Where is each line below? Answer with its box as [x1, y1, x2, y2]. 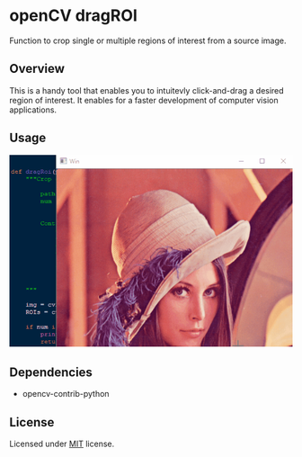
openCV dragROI [9, 5, 138, 26]
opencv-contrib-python [22, 389, 110, 399]
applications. [9, 104, 57, 115]
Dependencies [9, 364, 93, 380]
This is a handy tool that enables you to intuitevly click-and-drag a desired [9, 85, 285, 95]
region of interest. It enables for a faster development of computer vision [9, 94, 279, 105]
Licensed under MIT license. [9, 438, 115, 449]
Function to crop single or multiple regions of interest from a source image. [9, 35, 287, 46]
